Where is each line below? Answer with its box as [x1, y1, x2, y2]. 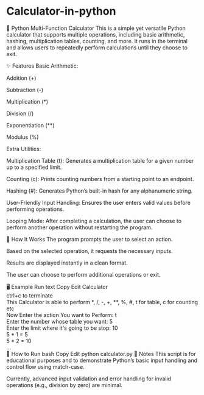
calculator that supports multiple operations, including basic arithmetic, [6, 30, 185, 38]
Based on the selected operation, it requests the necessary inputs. [6, 247, 173, 254]
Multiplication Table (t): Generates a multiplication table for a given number [6, 157, 194, 164]
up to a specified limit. [6, 163, 62, 171]
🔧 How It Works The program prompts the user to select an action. [6, 235, 173, 243]
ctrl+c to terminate [6, 291, 53, 299]
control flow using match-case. [6, 363, 85, 370]
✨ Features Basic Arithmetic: [6, 62, 79, 69]
